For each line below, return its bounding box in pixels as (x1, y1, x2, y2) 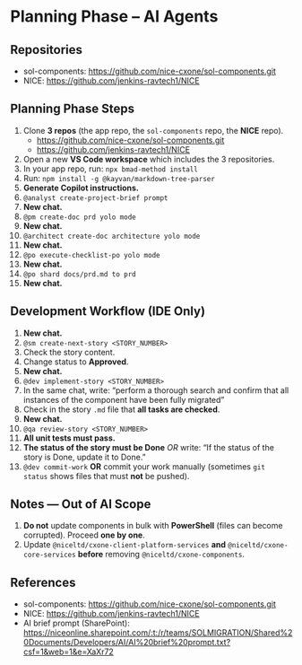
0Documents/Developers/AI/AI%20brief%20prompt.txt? (22, 637, 231, 648)
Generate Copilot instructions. (22, 182, 140, 193)
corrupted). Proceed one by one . (22, 529, 146, 540)
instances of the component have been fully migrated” (22, 394, 225, 405)
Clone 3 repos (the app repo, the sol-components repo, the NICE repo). (22, 125, 284, 136)
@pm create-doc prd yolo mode (22, 213, 137, 222)
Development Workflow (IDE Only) (10, 303, 205, 319)
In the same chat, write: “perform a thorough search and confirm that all (22, 384, 289, 396)
